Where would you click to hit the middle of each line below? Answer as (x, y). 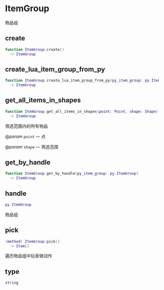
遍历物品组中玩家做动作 (29, 256)
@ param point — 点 (25, 136)
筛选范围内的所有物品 (26, 126)
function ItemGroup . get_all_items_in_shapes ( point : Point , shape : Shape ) (82, 111)
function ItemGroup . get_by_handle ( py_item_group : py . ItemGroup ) (72, 174)
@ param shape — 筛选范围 (32, 146)
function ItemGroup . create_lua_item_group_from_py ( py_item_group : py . (78, 81)
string (12, 283)
